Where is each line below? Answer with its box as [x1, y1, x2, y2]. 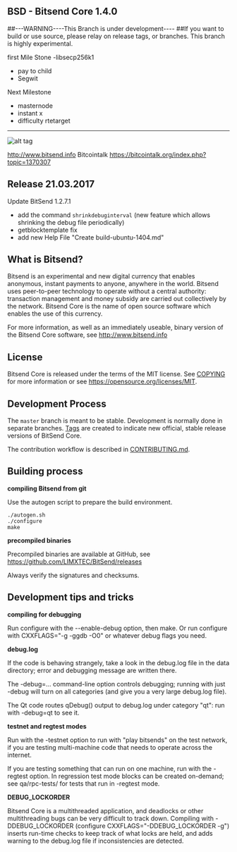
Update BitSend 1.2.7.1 [7, 197, 71, 205]
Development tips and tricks [7, 591, 134, 603]
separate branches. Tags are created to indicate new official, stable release [7, 424, 226, 433]
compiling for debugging [7, 610, 82, 619]
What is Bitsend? [7, 254, 83, 266]
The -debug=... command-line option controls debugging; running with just [7, 679, 226, 688]
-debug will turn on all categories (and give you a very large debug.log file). [7, 687, 227, 696]
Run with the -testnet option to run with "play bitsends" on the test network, [7, 736, 228, 744]
